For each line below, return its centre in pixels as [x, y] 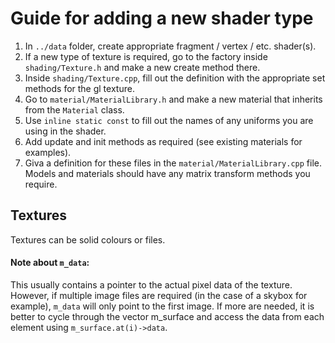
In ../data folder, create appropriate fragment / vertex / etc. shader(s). [170, 46]
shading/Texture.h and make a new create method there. [142, 67]
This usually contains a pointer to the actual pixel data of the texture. [151, 284]
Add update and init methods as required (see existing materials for [163, 141]
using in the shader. [65, 131]
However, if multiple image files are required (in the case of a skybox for [159, 295]
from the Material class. [74, 109]
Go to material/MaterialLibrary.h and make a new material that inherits [173, 99]
